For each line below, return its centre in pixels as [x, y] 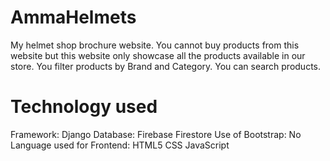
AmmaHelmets [73, 17]
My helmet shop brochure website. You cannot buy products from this [155, 45]
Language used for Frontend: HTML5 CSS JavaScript [120, 145]
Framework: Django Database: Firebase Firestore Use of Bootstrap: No [156, 134]
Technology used [84, 107]
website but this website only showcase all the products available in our [158, 55]
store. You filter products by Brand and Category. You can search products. [166, 66]
